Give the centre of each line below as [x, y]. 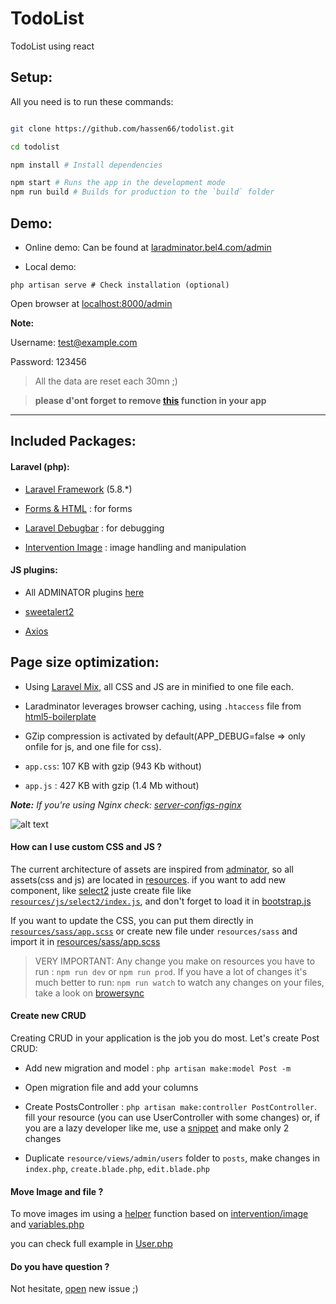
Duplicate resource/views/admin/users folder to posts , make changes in [172, 1158]
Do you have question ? [60, 1266]
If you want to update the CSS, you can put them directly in [132, 920]
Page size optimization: [85, 662]
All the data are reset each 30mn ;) [106, 381]
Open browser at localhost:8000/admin [91, 303]
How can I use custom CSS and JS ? [86, 847]
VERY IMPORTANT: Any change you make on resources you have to [175, 961]
